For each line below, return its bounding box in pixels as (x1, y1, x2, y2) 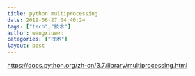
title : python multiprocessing (7, 10, 98, 17)
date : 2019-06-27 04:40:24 (7, 17, 86, 23)
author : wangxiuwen (7, 29, 64, 37)
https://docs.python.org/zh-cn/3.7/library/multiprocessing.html (7, 61, 188, 69)
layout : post (7, 42, 45, 49)
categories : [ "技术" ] (7, 36, 68, 43)
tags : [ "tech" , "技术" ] (7, 23, 71, 30)
